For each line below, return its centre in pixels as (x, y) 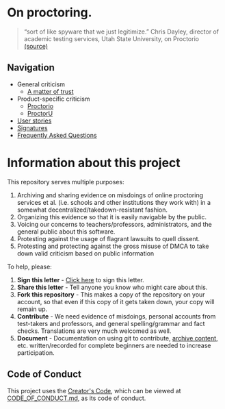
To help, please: (30, 267)
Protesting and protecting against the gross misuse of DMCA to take (113, 246)
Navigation (31, 67)
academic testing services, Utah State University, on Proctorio (111, 38)
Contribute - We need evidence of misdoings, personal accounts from (116, 316)
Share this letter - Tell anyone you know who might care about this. (112, 287)
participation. (36, 352)
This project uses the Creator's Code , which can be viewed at (94, 391)
